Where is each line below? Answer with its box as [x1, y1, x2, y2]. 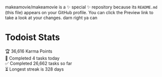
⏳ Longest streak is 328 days [5, 66, 64, 72]
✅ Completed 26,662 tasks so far [5, 60, 72, 66]
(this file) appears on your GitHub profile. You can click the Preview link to [5, 10, 154, 15]
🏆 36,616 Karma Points [5, 48, 53, 54]
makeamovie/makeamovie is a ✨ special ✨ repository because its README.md [5, 4, 158, 10]
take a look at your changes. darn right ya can [5, 15, 98, 20]
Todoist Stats [5, 32, 60, 43]
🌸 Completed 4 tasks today [5, 55, 60, 61]
